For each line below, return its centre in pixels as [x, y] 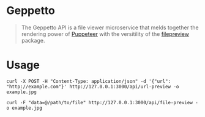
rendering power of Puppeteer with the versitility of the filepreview [105, 34]
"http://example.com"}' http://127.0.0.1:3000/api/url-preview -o [93, 87]
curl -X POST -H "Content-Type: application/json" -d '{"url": [89, 81]
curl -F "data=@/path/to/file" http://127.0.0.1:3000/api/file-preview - [102, 102]
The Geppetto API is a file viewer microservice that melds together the [110, 27]
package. [33, 40]
